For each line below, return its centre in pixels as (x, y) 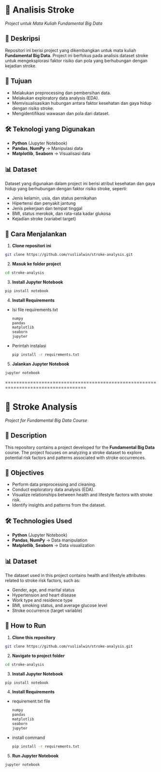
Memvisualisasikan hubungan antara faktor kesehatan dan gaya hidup (82, 103)
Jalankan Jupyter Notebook (41, 364)
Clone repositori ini (32, 246)
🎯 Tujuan (19, 81)
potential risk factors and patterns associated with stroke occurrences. (75, 458)
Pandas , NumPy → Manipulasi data (47, 148)
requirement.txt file (31, 701)
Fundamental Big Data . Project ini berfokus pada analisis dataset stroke (77, 55)
